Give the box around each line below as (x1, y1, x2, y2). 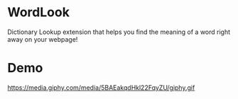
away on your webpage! (7, 35, 78, 43)
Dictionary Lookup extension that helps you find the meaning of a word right (7, 28, 231, 36)
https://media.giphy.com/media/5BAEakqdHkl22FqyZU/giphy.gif (7, 83, 195, 92)
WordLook (7, 4, 70, 21)
